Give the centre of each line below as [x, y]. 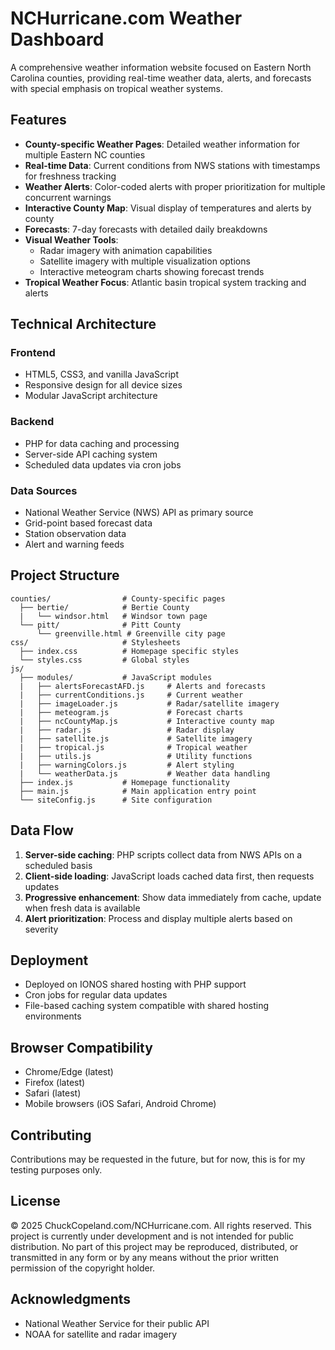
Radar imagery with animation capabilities [126, 250]
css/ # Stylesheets [96, 642]
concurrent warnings [68, 197]
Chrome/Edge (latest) [69, 1072]
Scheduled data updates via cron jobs [103, 464]
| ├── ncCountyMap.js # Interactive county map [147, 721]
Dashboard [57, 39]
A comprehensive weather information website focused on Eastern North [161, 67]
